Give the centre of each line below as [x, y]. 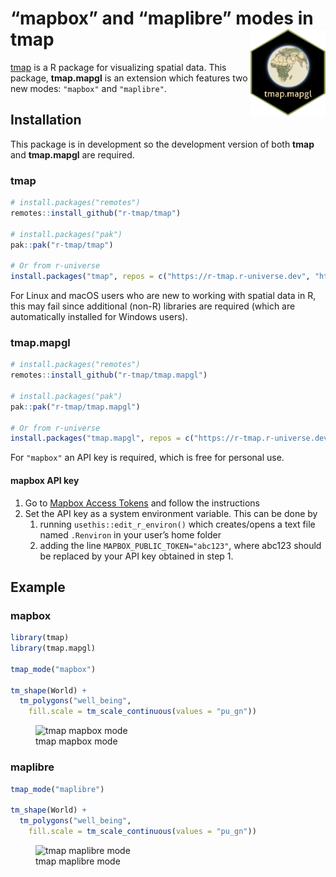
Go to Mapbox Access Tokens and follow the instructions [142, 503]
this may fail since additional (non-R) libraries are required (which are [153, 306]
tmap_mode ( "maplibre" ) [57, 789]
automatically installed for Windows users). [99, 317]
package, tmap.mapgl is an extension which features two [129, 78]
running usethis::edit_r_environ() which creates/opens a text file [177, 524]
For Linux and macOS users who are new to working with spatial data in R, [163, 296]
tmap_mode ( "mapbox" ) [53, 669]
